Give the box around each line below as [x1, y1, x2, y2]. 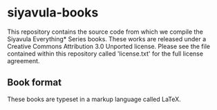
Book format [7, 77, 62, 89]
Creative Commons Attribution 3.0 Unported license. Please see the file [7, 42, 211, 50]
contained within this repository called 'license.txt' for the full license [7, 49, 204, 58]
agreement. [7, 56, 40, 65]
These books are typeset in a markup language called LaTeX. [7, 95, 181, 103]
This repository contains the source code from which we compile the [7, 27, 204, 36]
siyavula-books [7, 5, 99, 21]
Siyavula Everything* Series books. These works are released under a [7, 34, 207, 43]
